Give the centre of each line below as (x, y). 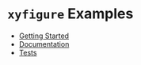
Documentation (44, 44)
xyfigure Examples (70, 14)
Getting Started (44, 36)
